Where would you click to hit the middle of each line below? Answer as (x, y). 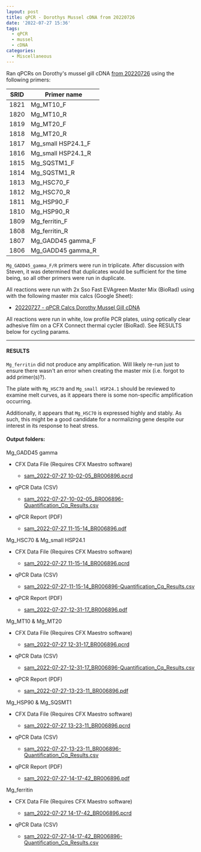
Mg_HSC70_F (50, 182)
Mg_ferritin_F (49, 221)
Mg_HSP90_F (50, 202)
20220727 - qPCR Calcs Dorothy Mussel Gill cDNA (77, 307)
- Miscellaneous (32, 56)
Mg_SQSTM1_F (53, 163)
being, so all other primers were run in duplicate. (66, 278)
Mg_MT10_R (49, 114)
